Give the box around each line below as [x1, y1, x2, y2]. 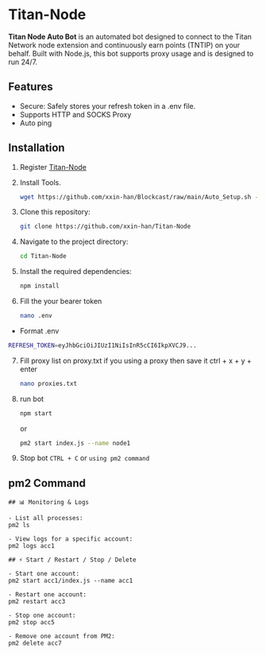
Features [8, 80, 53, 94]
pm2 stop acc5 [8, 618, 56, 626]
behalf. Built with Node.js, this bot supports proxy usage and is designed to [8, 48, 254, 58]
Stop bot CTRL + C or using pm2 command [19, 453, 150, 463]
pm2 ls [8, 522, 30, 530]
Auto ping [19, 118, 52, 128]
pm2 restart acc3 [8, 598, 66, 606]
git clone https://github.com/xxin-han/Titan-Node [19, 222, 191, 231]
